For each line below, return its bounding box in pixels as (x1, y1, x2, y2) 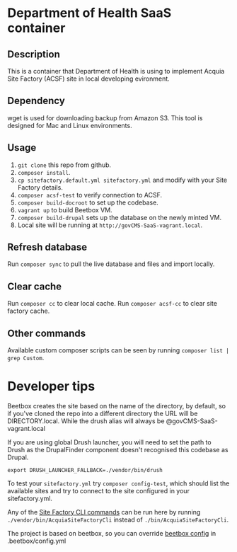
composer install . (17, 168, 71, 176)
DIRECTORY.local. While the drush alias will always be (7, 417, 165, 425)
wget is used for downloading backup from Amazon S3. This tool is (7, 113, 203, 122)
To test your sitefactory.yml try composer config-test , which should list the (7, 479, 230, 488)
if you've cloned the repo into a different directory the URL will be (7, 409, 198, 418)
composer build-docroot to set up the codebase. (17, 198, 159, 207)
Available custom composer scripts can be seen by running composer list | (7, 346, 230, 355)
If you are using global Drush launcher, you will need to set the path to (7, 438, 212, 447)
